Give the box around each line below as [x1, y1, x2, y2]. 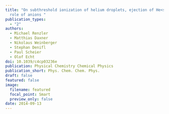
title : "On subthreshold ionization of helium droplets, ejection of [5, 7, 154, 13]
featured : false [5, 78, 39, 83]
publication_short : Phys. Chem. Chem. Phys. [5, 69, 100, 74]
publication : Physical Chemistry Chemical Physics [5, 64, 114, 69]
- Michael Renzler [10, 31, 49, 36]
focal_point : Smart [10, 92, 51, 97]
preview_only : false [10, 96, 53, 101]
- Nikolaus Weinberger [10, 40, 57, 45]
